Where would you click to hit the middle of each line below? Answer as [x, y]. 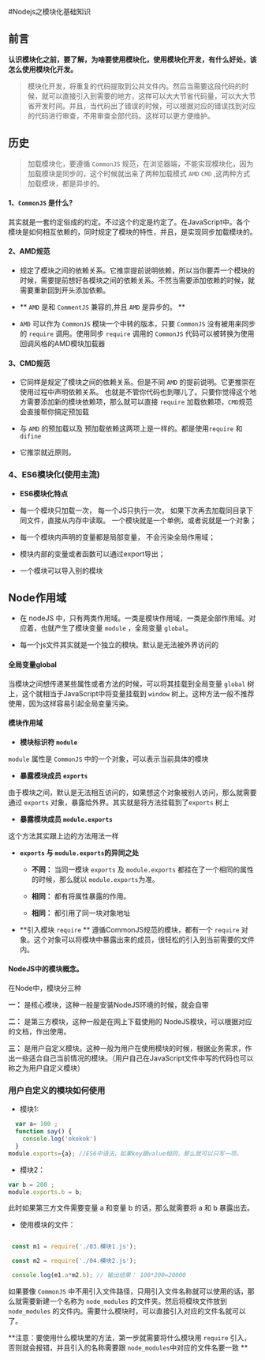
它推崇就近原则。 [47, 452]
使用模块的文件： [47, 1225]
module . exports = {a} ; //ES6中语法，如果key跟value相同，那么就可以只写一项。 [125, 1153]
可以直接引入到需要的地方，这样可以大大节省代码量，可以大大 [149, 96]
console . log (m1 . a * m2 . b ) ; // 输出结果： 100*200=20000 [99, 1275]
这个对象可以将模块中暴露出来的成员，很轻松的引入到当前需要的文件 [144, 940]
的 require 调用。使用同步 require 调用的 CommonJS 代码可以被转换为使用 [137, 333]
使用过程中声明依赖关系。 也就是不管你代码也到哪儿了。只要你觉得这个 [134, 392]
